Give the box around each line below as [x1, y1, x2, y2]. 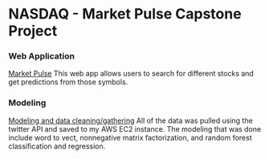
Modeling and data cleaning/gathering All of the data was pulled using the [8, 116, 253, 125]
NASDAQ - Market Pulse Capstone [8, 5, 243, 23]
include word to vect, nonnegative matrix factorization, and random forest [8, 132, 253, 142]
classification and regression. [8, 141, 106, 151]
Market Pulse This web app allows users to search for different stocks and [8, 69, 255, 79]
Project [8, 22, 58, 40]
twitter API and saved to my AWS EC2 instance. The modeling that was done [8, 124, 262, 133]
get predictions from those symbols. [8, 77, 128, 87]
